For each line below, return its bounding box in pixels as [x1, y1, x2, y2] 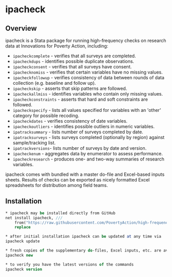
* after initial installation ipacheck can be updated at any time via [5, 234, 161, 239]
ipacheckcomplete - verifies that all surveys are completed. [12, 53, 136, 59]
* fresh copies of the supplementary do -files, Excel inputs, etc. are [5, 248, 161, 253]
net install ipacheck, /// [5, 215, 63, 220]
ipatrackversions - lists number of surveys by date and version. [12, 145, 147, 151]
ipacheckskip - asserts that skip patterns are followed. [12, 85, 127, 91]
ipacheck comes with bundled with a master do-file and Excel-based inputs [5, 171, 165, 177]
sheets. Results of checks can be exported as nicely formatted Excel [5, 177, 150, 182]
